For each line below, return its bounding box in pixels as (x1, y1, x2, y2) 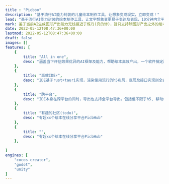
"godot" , (14, 162, 33, 167)
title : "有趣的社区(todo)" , (23, 110, 78, 116)
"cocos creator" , (14, 157, 51, 162)
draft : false (5, 36, 33, 41)
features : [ (5, 45, 30, 50)
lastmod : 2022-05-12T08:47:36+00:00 (5, 31, 82, 36)
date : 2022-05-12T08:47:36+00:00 (5, 26, 75, 31)
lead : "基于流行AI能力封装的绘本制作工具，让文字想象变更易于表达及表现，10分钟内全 (5, 17, 161, 22)
